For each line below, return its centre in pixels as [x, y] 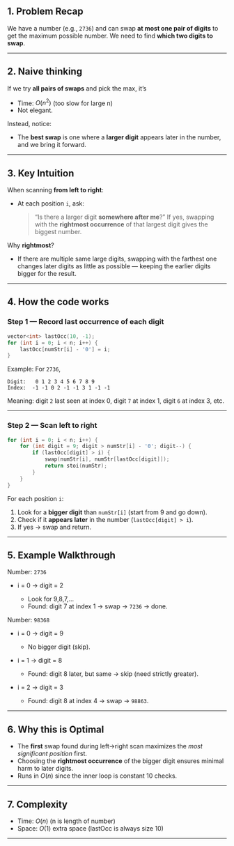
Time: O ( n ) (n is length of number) [67, 821]
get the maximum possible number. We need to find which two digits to [110, 36]
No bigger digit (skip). [59, 647]
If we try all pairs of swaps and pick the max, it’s [77, 88]
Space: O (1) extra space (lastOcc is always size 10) [90, 829]
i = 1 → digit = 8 [40, 661]
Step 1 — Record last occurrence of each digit [86, 322]
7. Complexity [38, 804]
